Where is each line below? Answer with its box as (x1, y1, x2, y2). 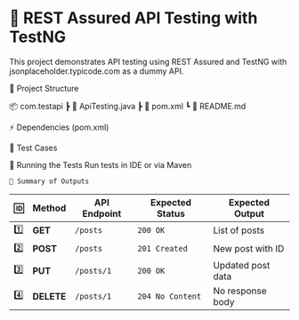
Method (32, 202, 67, 214)
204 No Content (137, 291, 202, 301)
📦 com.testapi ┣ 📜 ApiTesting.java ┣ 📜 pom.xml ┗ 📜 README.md (9, 100, 246, 111)
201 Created (137, 244, 189, 254)
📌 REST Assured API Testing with (9, 8, 258, 28)
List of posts (213, 224, 265, 236)
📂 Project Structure (9, 83, 79, 93)
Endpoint (82, 207, 122, 220)
